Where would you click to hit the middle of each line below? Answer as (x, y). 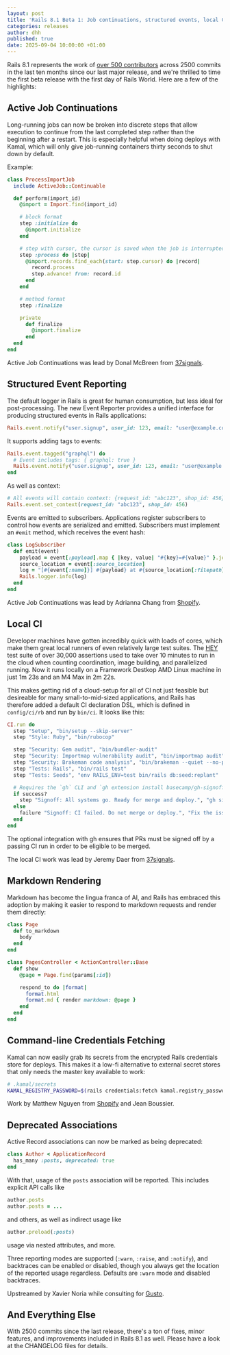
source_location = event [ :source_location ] (82, 564)
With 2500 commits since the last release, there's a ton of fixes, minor (106, 1331)
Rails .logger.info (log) (53, 577)
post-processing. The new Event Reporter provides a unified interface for (111, 408)
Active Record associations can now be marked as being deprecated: (105, 1142)
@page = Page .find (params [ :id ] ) (65, 975)
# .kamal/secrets (32, 1084)
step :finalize (41, 306)
